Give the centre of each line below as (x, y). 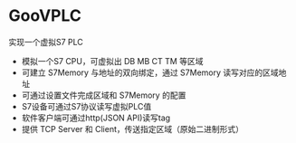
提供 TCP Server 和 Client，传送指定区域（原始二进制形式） (133, 129)
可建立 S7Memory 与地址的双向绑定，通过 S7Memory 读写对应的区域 (150, 72)
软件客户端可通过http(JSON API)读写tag (96, 118)
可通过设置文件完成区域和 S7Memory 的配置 (104, 95)
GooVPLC (45, 16)
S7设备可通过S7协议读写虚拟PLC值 (86, 106)
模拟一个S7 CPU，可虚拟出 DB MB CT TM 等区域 (112, 61)
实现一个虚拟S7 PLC (46, 42)
